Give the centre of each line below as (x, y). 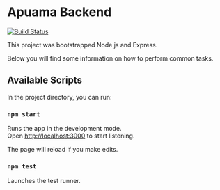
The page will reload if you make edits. (63, 150)
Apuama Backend (60, 12)
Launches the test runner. (44, 181)
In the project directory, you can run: (60, 97)
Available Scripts (45, 80)
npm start (24, 114)
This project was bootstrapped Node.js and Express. (82, 45)
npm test (22, 166)
